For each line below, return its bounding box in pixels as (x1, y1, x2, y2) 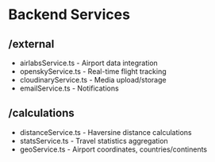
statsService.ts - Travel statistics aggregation (19, 136, 168, 145)
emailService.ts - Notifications (19, 83, 119, 93)
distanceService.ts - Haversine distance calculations (19, 127, 192, 137)
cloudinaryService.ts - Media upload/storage (19, 75, 167, 84)
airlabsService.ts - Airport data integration (19, 58, 159, 67)
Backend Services (8, 6, 131, 24)
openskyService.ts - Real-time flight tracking (19, 67, 167, 76)
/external (8, 37, 55, 51)
